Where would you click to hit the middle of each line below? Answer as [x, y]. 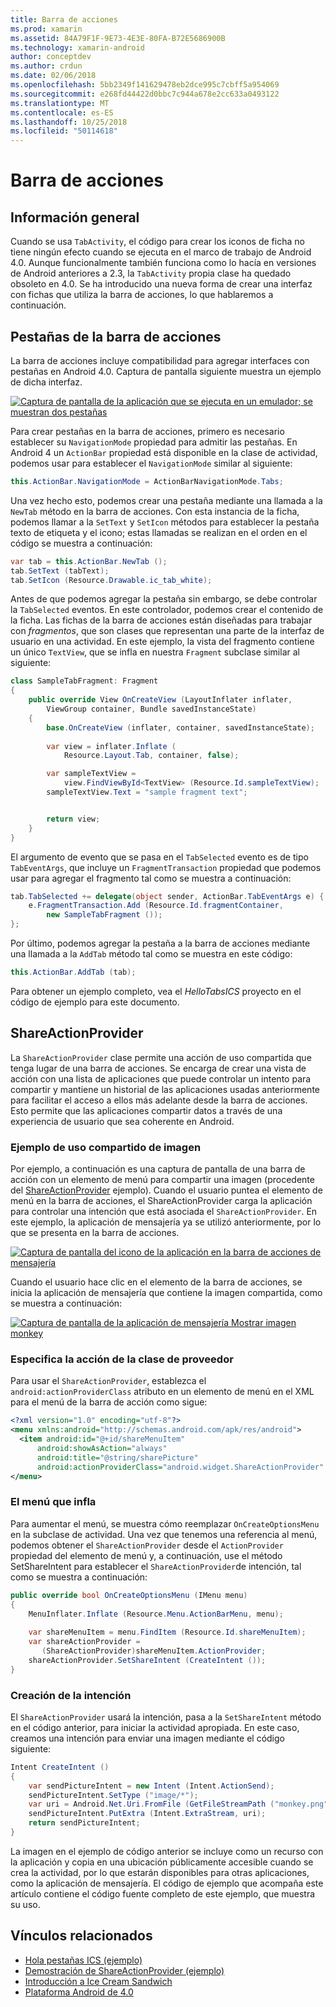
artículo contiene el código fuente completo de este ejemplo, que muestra [163, 1893]
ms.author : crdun [46, 66]
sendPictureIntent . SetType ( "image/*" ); [113, 1795]
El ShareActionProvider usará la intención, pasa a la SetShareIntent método [166, 1717]
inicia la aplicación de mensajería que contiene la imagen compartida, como [166, 1293]
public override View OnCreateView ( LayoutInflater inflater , [160, 700]
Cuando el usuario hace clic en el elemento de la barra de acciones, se [156, 1282]
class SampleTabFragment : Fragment [84, 681]
